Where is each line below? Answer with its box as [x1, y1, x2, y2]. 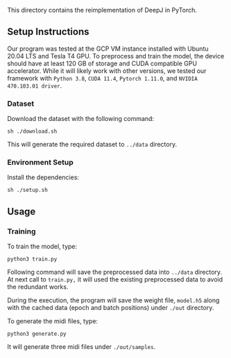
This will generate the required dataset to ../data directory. [7, 140, 178, 149]
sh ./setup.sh [7, 187, 49, 194]
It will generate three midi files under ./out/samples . [7, 343, 156, 351]
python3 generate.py [7, 330, 67, 338]
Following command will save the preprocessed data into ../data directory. [7, 268, 223, 277]
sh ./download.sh [7, 128, 58, 135]
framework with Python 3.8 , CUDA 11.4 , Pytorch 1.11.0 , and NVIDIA [7, 74, 198, 82]
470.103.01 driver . [7, 81, 62, 90]
